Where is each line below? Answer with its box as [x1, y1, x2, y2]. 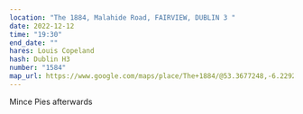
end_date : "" [9, 38, 59, 48]
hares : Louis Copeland [9, 47, 95, 56]
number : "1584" [9, 64, 67, 73]
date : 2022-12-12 [9, 22, 75, 31]
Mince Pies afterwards [9, 96, 93, 107]
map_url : [9, 72, 42, 81]
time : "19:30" [9, 30, 63, 39]
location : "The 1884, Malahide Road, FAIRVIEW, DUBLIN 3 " [9, 13, 236, 22]
